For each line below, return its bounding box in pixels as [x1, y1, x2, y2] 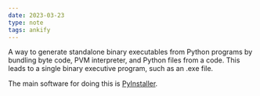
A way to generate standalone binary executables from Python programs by [8, 48, 253, 57]
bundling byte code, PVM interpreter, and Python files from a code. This [8, 55, 240, 65]
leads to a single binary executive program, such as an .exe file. [8, 64, 214, 73]
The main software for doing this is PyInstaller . [8, 79, 158, 88]
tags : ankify [8, 26, 51, 34]
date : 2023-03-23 [8, 11, 65, 20]
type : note [8, 19, 44, 27]
